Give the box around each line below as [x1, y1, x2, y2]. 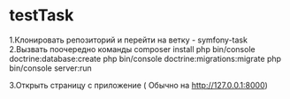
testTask [9, 5, 74, 26]
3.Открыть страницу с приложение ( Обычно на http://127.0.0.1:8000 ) [9, 80, 268, 90]
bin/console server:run [9, 63, 93, 73]
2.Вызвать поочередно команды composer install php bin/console [9, 43, 256, 54]
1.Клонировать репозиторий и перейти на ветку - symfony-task [9, 34, 248, 45]
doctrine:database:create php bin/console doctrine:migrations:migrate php [9, 53, 281, 64]
